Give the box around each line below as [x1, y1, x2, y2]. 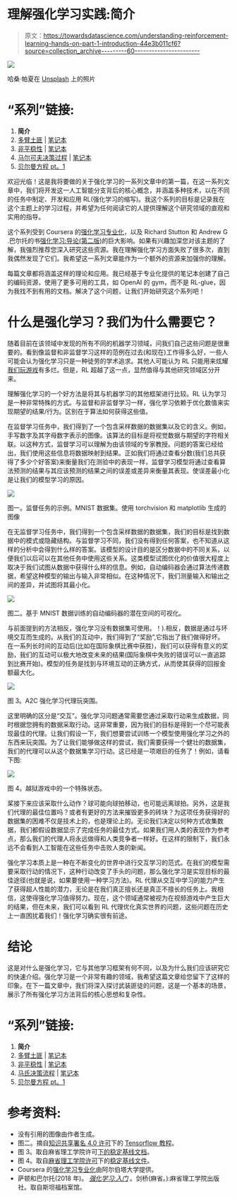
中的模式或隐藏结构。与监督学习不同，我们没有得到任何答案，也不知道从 [13, 536, 224, 545]
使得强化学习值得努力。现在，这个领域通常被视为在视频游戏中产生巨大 [25, 893, 230, 902]
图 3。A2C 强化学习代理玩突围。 [7, 696, 102, 705]
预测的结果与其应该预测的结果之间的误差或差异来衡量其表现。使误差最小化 [13, 466, 230, 475]
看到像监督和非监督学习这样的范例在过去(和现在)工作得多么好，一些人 [25, 347, 229, 356]
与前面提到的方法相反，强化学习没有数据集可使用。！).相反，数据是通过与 [7, 623, 222, 632]
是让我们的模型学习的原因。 [7, 475, 88, 483]
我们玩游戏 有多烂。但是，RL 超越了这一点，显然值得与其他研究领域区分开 [7, 365, 221, 374]
